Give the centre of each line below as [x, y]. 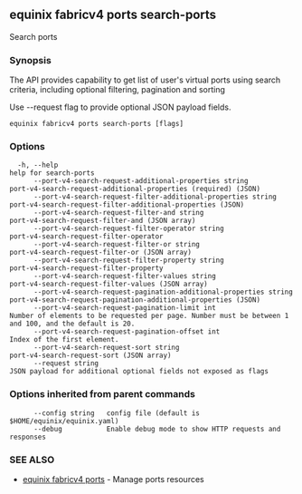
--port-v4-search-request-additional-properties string [141, 181]
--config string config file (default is [117, 413]
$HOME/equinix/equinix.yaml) [64, 421]
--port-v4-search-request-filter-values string [125, 276]
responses [28, 437]
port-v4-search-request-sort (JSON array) [90, 356]
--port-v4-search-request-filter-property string [128, 261]
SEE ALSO [32, 460]
